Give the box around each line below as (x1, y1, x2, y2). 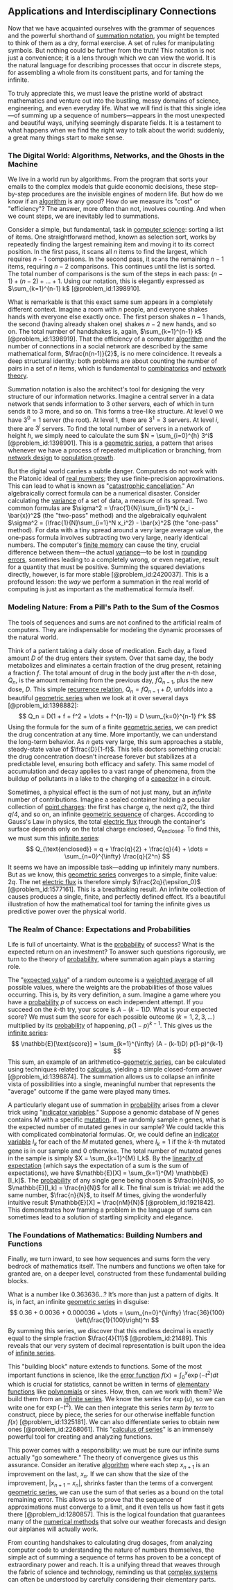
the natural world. (8, 633, 58, 641)
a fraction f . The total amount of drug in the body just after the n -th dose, (8, 668, 217, 677)
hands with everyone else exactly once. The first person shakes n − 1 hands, (8, 312, 226, 321)
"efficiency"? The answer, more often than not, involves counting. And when (8, 205, 226, 213)
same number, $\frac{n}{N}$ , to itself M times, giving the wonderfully (8, 1190, 207, 1199)
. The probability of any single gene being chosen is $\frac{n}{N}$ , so (24, 1176, 225, 1184)
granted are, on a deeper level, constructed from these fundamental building (8, 1269, 227, 1278)
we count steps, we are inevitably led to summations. (8, 212, 160, 221)
